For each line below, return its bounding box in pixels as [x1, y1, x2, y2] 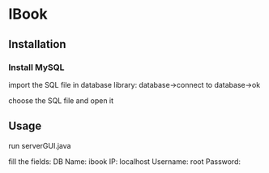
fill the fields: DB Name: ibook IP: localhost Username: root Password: [8, 156, 241, 167]
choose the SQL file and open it [8, 95, 114, 106]
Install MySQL [8, 62, 65, 73]
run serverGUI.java [8, 141, 71, 150]
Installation [8, 37, 66, 51]
